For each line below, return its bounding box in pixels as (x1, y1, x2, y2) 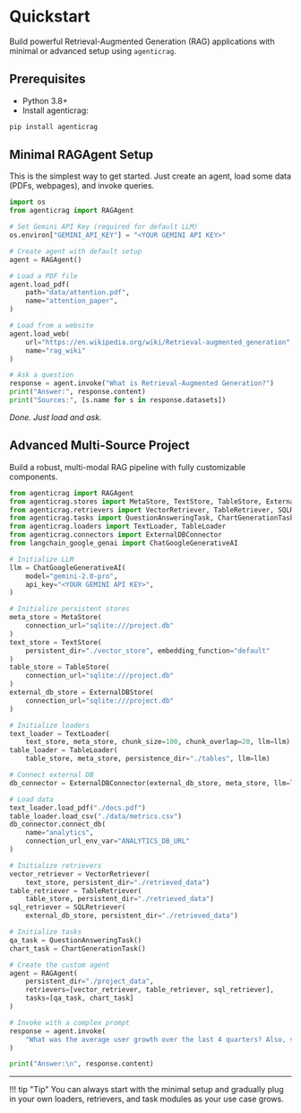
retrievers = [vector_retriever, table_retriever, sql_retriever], (25, 986, 275, 995)
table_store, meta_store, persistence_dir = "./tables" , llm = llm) (25, 754, 271, 764)
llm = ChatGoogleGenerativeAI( (9, 563, 126, 572)
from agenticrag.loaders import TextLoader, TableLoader (9, 522, 227, 531)
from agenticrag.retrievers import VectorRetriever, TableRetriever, (9, 505, 275, 514)
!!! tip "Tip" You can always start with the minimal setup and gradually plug (9, 1084, 284, 1095)
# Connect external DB (9, 770, 94, 779)
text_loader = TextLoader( (9, 729, 110, 738)
